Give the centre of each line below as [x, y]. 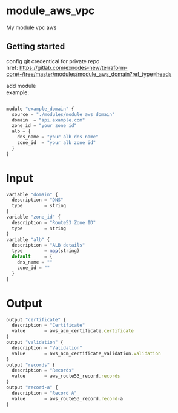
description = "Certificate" [48, 326]
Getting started [36, 46]
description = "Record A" [44, 393]
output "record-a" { [32, 387]
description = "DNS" [38, 200]
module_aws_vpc [51, 11]
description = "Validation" [47, 348]
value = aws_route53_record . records [66, 376]
